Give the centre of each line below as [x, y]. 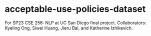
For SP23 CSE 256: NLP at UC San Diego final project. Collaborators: [75, 23]
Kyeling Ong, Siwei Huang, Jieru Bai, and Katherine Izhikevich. [69, 28]
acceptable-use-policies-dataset [75, 9]
